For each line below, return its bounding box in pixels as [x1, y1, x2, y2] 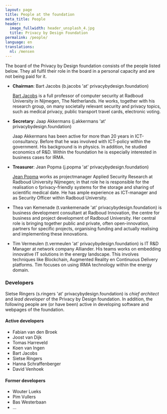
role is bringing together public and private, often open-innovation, [12, 220, 150, 226]
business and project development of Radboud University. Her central [12, 215, 156, 221]
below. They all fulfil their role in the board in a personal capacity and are [5, 68, 155, 74]
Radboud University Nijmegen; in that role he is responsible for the [12, 179, 150, 185]
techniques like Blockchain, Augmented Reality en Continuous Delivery [12, 256, 158, 262]
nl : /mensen [9, 49, 35, 54]
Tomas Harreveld [12, 340, 48, 345]
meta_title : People [5, 16, 46, 21]
